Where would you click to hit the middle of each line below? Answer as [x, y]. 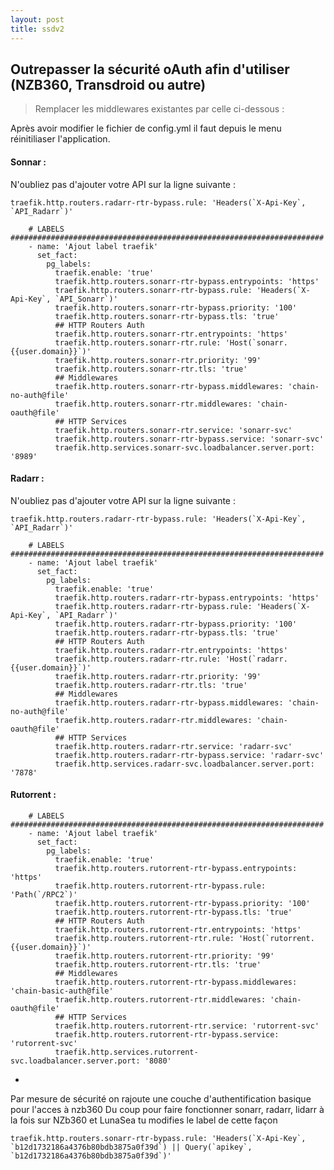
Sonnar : [28, 162]
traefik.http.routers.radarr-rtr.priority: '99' [158, 676]
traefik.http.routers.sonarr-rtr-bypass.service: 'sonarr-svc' [189, 439]
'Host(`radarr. [256, 659]
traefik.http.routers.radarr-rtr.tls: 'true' [151, 685]
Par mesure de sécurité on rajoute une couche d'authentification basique [161, 1098]
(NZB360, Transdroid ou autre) [108, 84]
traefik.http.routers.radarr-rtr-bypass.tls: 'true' [167, 632]
